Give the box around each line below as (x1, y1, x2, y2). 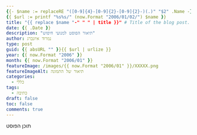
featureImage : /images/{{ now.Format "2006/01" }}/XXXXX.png (6, 63, 159, 69)
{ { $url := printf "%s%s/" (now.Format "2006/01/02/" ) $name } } (6, 14, 167, 20)
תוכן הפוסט (6, 122, 31, 129)
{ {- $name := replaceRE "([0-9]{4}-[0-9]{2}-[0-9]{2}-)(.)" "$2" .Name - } (6, 8, 193, 15)
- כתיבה (11, 90, 28, 96)
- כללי (11, 79, 25, 85)
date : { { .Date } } (6, 25, 51, 31)
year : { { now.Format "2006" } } (6, 52, 83, 58)
